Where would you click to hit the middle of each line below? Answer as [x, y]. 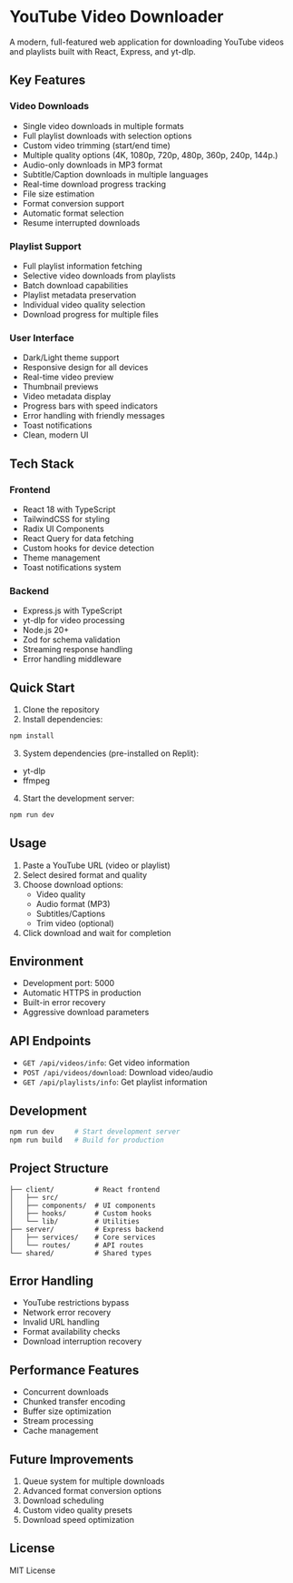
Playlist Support [45, 246]
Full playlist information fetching [82, 266]
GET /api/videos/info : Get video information [106, 1063]
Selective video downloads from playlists [99, 276]
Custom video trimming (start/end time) [96, 145]
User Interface [42, 338]
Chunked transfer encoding [74, 1402]
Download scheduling [63, 1501]
